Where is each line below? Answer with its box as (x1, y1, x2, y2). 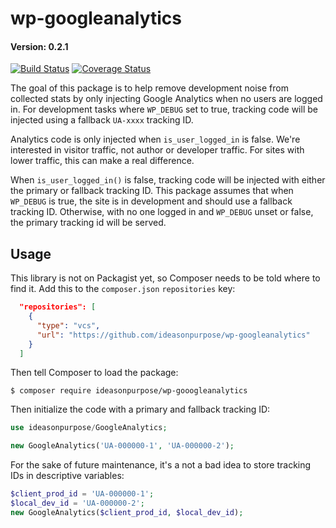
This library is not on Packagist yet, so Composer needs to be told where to (10, 272, 321, 284)
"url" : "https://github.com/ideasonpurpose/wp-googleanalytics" (36, 330, 311, 340)
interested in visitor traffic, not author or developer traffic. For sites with (10, 144, 305, 156)
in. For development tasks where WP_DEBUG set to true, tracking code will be (10, 103, 318, 116)
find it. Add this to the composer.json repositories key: (10, 283, 236, 295)
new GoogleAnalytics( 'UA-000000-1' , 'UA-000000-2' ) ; (10, 441, 235, 451)
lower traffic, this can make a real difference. (10, 155, 195, 167)
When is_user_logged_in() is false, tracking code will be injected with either (10, 174, 326, 186)
